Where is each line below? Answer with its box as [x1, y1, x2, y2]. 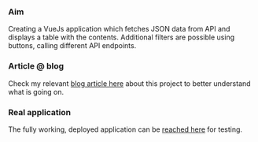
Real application [8, 106, 72, 118]
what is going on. [8, 87, 64, 96]
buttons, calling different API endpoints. [8, 41, 137, 50]
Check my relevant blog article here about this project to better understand [8, 78, 251, 88]
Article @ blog [8, 61, 64, 72]
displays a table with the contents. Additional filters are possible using [8, 32, 234, 42]
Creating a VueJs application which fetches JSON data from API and [8, 24, 230, 34]
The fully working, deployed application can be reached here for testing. [8, 125, 242, 134]
